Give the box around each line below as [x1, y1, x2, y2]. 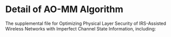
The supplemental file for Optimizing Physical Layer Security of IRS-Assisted [5, 20, 166, 26]
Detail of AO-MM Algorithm [5, 4, 124, 15]
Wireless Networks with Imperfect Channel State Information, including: [5, 25, 156, 31]
